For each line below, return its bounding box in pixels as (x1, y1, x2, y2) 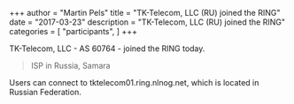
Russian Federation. (9, 87, 81, 97)
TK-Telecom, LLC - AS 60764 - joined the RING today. (9, 43, 205, 54)
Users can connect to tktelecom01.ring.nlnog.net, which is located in (9, 78, 259, 87)
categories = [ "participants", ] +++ (9, 26, 137, 36)
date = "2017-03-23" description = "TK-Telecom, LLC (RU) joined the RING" (9, 17, 286, 27)
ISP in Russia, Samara (30, 61, 111, 71)
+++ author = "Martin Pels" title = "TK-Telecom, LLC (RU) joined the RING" (9, 8, 281, 18)
